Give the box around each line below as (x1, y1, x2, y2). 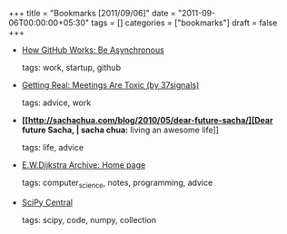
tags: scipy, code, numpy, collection (21, 214, 156, 225)
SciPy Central (21, 197, 74, 208)
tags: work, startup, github (21, 63, 122, 73)
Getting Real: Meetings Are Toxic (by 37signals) (21, 80, 200, 90)
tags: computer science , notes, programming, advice (21, 177, 213, 190)
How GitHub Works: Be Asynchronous (21, 44, 164, 55)
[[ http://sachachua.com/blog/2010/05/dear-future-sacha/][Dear (21, 115, 273, 125)
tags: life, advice (21, 142, 84, 152)
